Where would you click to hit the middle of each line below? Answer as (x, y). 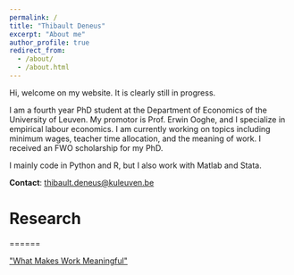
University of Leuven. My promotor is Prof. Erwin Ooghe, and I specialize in (147, 119)
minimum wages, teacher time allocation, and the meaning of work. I (135, 138)
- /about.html (43, 68)
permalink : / (34, 17)
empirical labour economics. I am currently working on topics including (140, 129)
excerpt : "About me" (48, 34)
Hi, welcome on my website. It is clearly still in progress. (113, 92)
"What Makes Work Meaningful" (68, 261)
